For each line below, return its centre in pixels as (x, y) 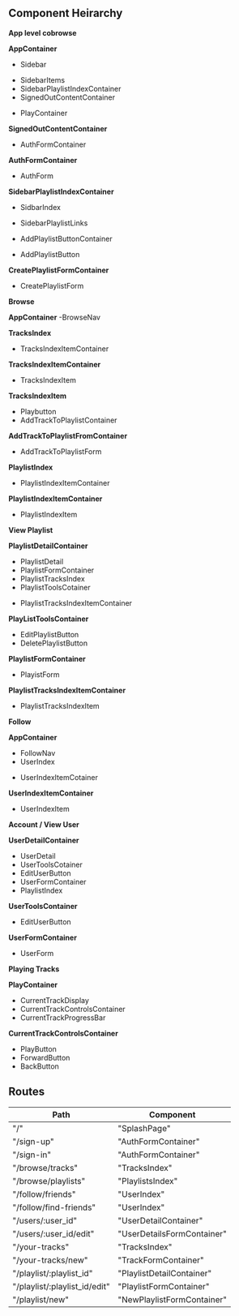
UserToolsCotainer (51, 864)
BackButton (39, 1066)
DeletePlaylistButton (54, 643)
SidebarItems (43, 79)
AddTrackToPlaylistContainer (68, 420)
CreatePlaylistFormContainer (59, 270)
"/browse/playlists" (49, 1181)
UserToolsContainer (43, 906)
